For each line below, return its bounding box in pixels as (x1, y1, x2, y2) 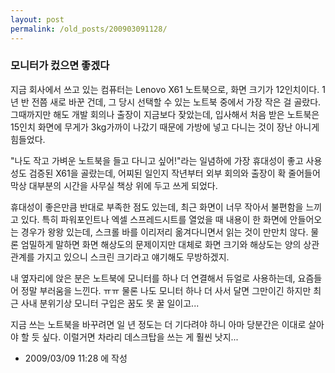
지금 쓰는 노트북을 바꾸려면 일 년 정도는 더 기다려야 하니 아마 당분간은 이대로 (10, 318, 307, 330)
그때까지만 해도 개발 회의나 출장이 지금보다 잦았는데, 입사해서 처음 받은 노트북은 (10, 108, 320, 120)
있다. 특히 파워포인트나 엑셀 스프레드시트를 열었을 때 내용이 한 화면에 (20, 213, 288, 225)
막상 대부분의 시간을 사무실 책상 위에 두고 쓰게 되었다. (10, 179, 218, 191)
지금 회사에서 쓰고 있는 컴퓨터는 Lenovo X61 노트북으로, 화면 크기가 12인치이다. (10, 83, 320, 95)
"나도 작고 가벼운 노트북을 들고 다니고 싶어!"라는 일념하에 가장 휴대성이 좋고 (10, 154, 304, 166)
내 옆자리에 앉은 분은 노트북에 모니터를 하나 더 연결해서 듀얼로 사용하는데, (10, 272, 296, 284)
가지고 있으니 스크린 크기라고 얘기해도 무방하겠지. (36, 251, 230, 263)
